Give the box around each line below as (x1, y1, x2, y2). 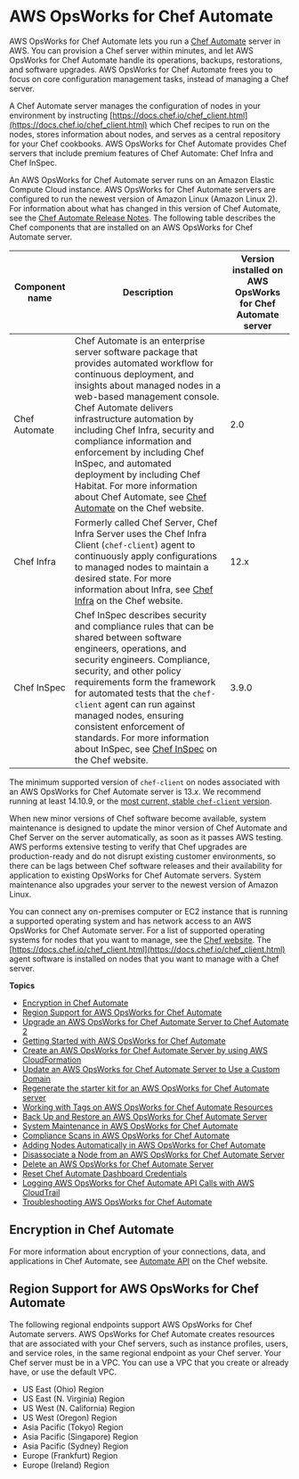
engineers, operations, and (74, 642, 187, 655)
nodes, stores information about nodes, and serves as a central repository (9, 128, 281, 139)
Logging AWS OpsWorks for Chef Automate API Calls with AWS (21, 1177, 255, 1188)
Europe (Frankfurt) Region (21, 1450, 118, 1460)
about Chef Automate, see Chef (74, 491, 207, 503)
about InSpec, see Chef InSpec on (74, 742, 218, 755)
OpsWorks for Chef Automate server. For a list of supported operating (9, 925, 265, 936)
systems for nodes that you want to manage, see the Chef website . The (9, 934, 271, 945)
